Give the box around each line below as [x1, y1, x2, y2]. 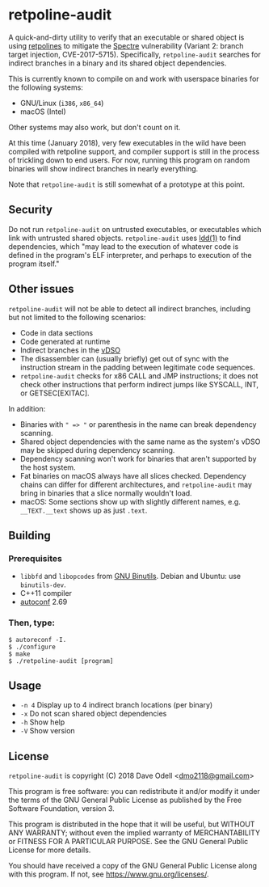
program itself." [8, 259, 60, 268]
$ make [8, 649, 31, 658]
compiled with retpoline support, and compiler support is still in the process [8, 146, 260, 156]
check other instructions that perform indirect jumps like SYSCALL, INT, [19, 379, 259, 389]
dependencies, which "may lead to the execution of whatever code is [8, 241, 239, 251]
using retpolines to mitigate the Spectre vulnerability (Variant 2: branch [8, 40, 244, 50]
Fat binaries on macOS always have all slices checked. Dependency [19, 471, 246, 480]
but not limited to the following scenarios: [8, 312, 146, 322]
